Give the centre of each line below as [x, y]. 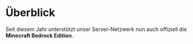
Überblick [30, 13]
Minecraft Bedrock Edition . [39, 35]
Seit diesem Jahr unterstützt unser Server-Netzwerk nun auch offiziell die [96, 29]
